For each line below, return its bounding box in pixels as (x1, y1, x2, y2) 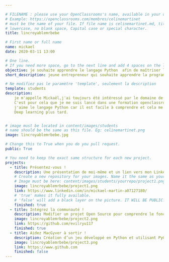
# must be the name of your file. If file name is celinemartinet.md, (5, 21, 156, 26)
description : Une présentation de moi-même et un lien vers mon (14, 170, 152, 175)
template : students (5, 86, 46, 91)
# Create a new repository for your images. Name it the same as (14, 174, 154, 179)
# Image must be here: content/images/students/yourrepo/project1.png (14, 179, 165, 184)
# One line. (5, 58, 30, 63)
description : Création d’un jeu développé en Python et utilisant (14, 235, 156, 240)
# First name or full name (5, 40, 62, 45)
